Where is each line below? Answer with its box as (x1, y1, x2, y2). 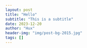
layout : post (5, 7, 33, 12)
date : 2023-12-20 (5, 21, 42, 26)
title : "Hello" (5, 12, 37, 17)
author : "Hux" (5, 26, 35, 31)
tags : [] (5, 35, 24, 40)
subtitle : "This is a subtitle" (5, 16, 73, 21)
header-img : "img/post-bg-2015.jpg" (5, 30, 82, 35)
